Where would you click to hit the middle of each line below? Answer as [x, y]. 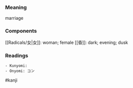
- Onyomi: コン [20, 71]
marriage [14, 18]
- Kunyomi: [16, 66]
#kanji [11, 80]
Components [21, 31]
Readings [17, 55]
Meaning [16, 7]
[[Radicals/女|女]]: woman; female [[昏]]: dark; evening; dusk [66, 42]
